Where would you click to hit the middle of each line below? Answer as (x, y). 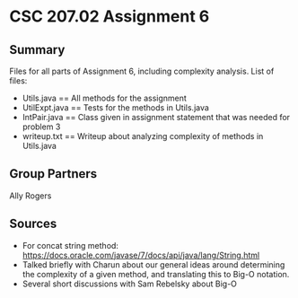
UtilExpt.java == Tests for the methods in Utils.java (115, 108)
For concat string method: (70, 245)
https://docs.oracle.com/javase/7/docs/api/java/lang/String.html (141, 255)
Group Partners (53, 174)
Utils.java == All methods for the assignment (104, 98)
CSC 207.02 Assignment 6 (110, 17)
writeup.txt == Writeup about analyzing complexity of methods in (143, 136)
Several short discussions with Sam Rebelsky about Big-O (130, 284)
